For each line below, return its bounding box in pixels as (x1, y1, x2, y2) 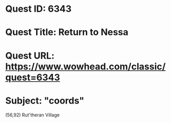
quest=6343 (5, 71, 60, 83)
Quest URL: (5, 50, 55, 61)
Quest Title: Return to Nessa (5, 27, 128, 38)
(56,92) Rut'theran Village (5, 112, 60, 118)
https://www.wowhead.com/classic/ (5, 61, 166, 72)
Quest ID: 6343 (5, 3, 72, 15)
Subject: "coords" (5, 95, 85, 106)
